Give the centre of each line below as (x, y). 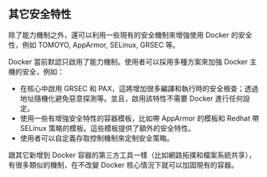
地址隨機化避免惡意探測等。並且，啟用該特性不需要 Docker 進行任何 (131, 98)
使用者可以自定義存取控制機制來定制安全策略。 (96, 138)
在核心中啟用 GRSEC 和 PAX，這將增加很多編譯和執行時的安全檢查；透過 (139, 88)
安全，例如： (43, 71)
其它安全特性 (40, 14)
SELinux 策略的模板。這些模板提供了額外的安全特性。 (107, 128)
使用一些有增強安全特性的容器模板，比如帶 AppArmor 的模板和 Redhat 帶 (139, 118)
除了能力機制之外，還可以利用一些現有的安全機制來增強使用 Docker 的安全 (130, 35)
